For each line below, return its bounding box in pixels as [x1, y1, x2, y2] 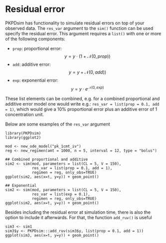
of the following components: [5, 36, 66, 42]
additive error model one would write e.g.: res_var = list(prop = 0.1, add [5, 101, 160, 107]
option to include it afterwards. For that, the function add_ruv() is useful [5, 214, 152, 220]
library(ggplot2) [5, 135, 41, 140]
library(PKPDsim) [5, 130, 41, 135]
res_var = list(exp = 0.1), [31, 192, 91, 197]
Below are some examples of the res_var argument [5, 121, 111, 127]
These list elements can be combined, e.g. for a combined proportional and [5, 96, 160, 102]
